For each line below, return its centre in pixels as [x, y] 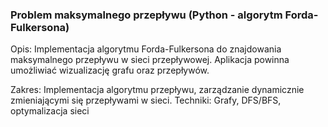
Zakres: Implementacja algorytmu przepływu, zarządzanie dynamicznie [157, 90]
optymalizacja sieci [50, 111]
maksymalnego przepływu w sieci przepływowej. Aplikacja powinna [150, 60]
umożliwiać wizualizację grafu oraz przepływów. [110, 70]
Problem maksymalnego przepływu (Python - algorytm [146, 15]
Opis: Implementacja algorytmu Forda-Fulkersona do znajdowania [146, 49]
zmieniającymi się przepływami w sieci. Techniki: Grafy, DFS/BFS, [146, 100]
